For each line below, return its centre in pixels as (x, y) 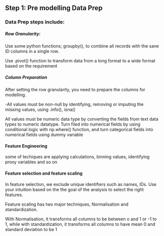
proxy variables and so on (31, 162)
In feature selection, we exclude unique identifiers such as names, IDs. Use (81, 184)
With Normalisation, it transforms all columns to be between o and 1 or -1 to (81, 219)
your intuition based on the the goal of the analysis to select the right (74, 189)
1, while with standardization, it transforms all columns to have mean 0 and (80, 224)
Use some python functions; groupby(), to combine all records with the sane (82, 46)
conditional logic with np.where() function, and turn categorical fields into (79, 130)
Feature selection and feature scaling (44, 173)
